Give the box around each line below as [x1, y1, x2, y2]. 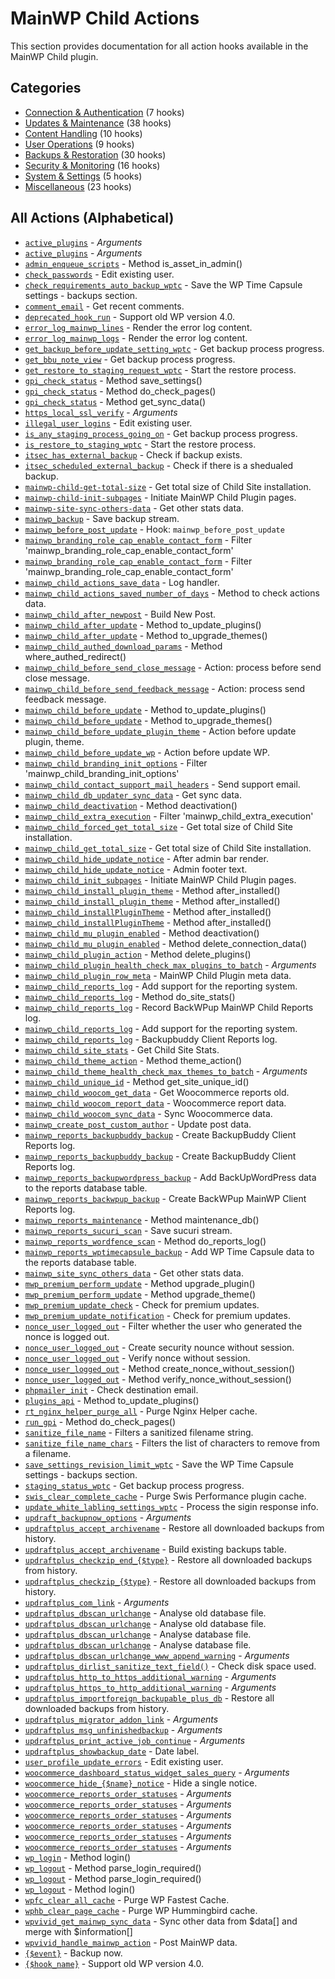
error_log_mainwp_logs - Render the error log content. [24, 332, 248, 344]
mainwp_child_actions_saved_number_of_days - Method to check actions [24, 587, 320, 599]
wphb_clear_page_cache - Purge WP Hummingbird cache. [24, 1904, 258, 1916]
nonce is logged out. [24, 1330, 110, 1342]
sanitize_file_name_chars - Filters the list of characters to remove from [24, 1437, 320, 1449]
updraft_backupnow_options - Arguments [24, 1511, 192, 1523]
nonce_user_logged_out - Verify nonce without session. [24, 1352, 251, 1364]
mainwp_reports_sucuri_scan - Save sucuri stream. [24, 1224, 233, 1236]
